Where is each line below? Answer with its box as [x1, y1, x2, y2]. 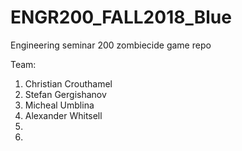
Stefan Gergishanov [24, 88, 107, 100]
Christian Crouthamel [24, 77, 113, 90]
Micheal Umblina [24, 99, 95, 111]
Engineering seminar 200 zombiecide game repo [10, 39, 212, 51]
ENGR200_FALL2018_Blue [10, 6, 232, 29]
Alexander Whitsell [24, 109, 103, 121]
